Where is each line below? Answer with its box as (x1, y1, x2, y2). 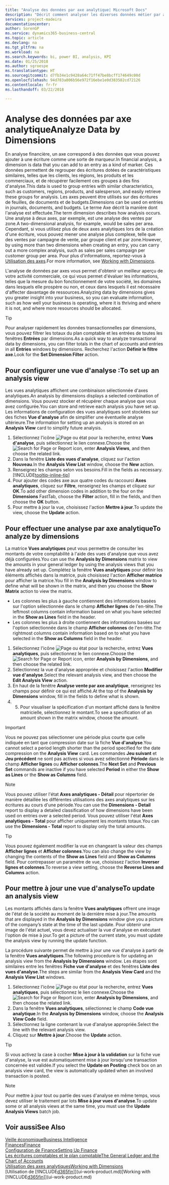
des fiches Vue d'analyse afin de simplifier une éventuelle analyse (5, 414, 144, 421)
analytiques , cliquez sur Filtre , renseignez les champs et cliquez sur (12, 483, 155, 489)
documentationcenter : (5, 21, 51, 27)
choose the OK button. (12, 499, 60, 505)
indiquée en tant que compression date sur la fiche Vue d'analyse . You (5, 740, 152, 746)
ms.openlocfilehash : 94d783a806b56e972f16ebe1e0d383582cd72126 (5, 78, 141, 83)
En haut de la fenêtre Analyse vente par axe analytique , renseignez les (12, 683, 161, 689)
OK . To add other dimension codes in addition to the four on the (12, 488, 144, 494)
